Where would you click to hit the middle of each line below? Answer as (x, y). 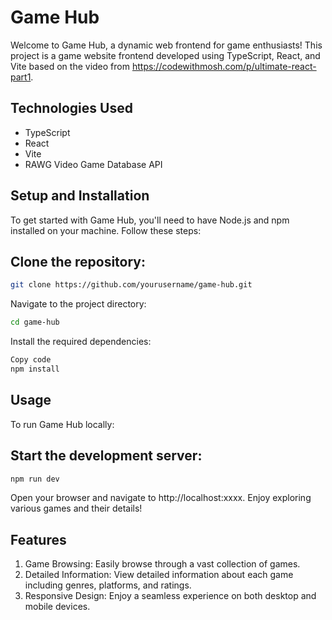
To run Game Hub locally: (62, 424)
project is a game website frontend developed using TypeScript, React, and (165, 55)
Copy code (31, 360)
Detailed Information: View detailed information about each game (159, 575)
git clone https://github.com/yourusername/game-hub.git (131, 285)
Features (38, 539)
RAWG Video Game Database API (93, 164)
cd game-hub (35, 322)
